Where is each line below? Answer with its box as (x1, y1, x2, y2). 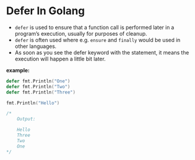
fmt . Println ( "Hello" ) (6, 100, 60, 106)
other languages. (14, 43, 56, 50)
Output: (17, 116, 36, 122)
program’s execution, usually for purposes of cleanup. (14, 30, 147, 37)
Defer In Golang (6, 4, 85, 18)
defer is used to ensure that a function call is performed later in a (14, 24, 174, 31)
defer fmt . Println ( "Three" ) (6, 89, 76, 95)
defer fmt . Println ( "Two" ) (6, 84, 70, 89)
